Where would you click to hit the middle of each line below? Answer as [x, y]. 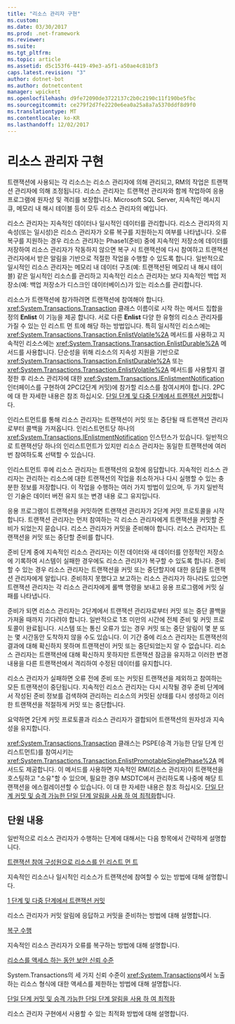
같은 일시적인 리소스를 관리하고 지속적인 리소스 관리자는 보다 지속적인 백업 [118, 276]
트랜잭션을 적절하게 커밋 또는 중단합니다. [70, 705]
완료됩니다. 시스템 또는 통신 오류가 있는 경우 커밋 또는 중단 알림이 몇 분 [122, 628]
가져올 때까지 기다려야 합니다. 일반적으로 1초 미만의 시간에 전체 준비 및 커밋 [109, 620]
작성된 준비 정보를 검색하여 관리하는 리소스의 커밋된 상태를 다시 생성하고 [113, 696]
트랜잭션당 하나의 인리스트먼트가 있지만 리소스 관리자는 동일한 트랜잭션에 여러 [120, 446]
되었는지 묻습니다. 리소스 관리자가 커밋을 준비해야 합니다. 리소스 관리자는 [119, 528]
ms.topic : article [34, 60]
